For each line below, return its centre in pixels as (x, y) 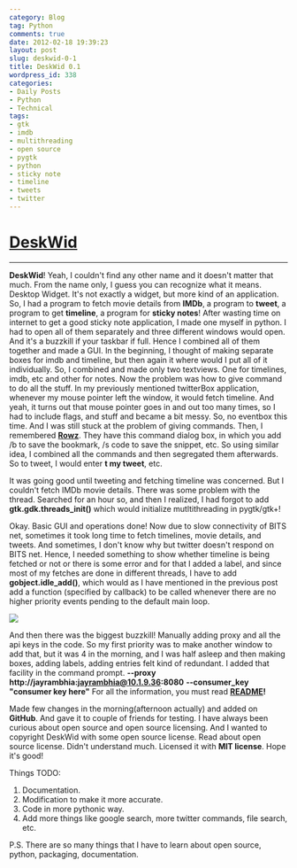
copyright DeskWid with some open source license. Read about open (135, 737)
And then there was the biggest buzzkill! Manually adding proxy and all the (145, 635)
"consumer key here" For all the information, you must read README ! (138, 691)
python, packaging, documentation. (74, 854)
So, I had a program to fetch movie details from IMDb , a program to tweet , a (148, 303)
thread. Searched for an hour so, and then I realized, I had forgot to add (139, 499)
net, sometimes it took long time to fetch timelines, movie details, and (135, 535)
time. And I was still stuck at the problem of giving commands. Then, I (136, 425)
